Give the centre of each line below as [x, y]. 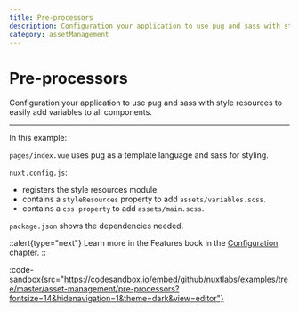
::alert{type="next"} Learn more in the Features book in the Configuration [144, 243]
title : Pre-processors [51, 17]
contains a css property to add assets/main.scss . [113, 209]
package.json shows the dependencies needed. [97, 226]
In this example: [38, 138]
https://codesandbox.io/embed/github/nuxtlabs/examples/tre [176, 279]
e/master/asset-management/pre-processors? [94, 289]
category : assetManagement [59, 34]
